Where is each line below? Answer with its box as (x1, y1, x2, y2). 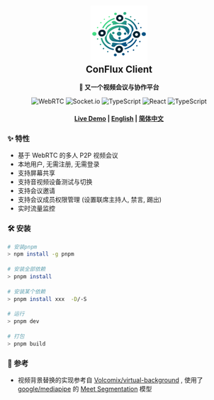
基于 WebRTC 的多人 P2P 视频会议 (17, 151, 118, 160)
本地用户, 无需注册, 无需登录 (17, 160, 100, 168)
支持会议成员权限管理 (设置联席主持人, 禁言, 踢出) (17, 195, 162, 204)
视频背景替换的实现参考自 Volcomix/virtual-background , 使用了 (17, 376, 203, 384)
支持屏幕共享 (17, 168, 55, 178)
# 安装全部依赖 (7, 265, 46, 273)
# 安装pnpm (7, 243, 38, 251)
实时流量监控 (17, 204, 55, 213)
